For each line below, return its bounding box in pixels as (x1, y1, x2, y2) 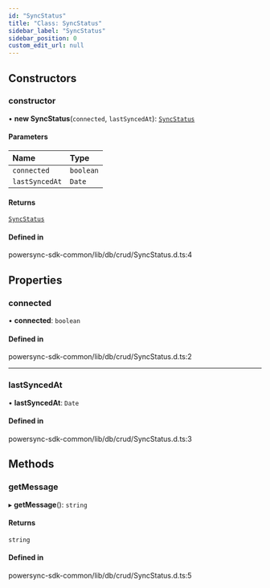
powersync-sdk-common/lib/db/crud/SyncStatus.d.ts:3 (8, 434, 193, 443)
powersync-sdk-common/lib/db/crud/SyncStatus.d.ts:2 (8, 352, 193, 361)
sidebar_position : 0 (8, 34, 78, 43)
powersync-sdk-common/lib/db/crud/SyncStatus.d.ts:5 (8, 570, 192, 580)
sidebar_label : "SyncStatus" (8, 27, 106, 35)
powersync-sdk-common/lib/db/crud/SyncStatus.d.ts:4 (8, 250, 193, 259)
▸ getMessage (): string (8, 500, 88, 509)
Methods (8, 457, 55, 471)
